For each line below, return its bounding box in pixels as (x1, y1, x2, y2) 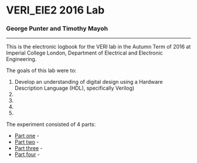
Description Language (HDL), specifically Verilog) (14, 84, 135, 91)
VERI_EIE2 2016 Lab (6, 4, 105, 17)
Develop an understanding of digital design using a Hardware (14, 79, 163, 86)
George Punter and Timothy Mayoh (6, 25, 108, 33)
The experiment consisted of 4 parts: (6, 121, 96, 128)
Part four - (14, 151, 40, 158)
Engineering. (6, 56, 37, 63)
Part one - (14, 133, 39, 140)
